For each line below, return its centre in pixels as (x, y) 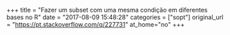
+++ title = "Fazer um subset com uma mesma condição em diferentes (107, 10)
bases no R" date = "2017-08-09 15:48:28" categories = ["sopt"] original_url (115, 17)
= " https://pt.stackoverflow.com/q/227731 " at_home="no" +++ (96, 24)
